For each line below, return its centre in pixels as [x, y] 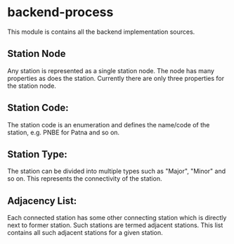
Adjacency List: [42, 201]
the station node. [32, 86]
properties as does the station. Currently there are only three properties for [116, 78]
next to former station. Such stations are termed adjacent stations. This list [115, 225]
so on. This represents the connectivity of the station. [85, 179]
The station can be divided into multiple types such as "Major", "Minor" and [117, 171]
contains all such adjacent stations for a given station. [85, 233]
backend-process [60, 12]
